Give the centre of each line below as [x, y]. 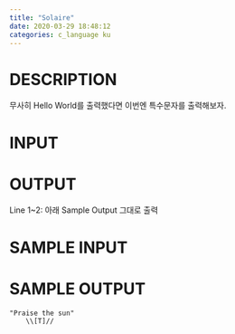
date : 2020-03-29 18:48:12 [60, 26]
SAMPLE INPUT [69, 248]
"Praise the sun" [42, 313]
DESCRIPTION [63, 79]
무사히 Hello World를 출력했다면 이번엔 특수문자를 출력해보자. [118, 106]
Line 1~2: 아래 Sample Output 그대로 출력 [84, 210]
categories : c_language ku [60, 34]
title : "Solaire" [42, 18]
